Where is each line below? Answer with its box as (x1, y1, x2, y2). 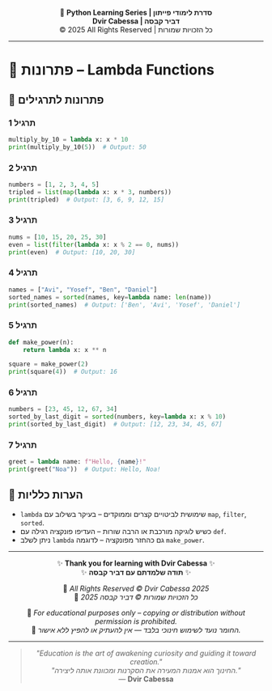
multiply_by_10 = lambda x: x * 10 (8, 135, 129, 143)
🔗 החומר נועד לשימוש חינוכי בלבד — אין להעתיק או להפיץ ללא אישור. (31, 625, 241, 634)
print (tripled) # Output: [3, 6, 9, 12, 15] (8, 195, 164, 204)
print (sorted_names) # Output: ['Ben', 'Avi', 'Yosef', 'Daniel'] (8, 300, 241, 309)
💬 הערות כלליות (8, 488, 83, 502)
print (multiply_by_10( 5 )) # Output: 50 (8, 142, 147, 151)
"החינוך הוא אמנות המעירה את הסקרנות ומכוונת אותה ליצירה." (51, 665, 241, 675)
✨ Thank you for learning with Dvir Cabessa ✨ (56, 558, 216, 568)
